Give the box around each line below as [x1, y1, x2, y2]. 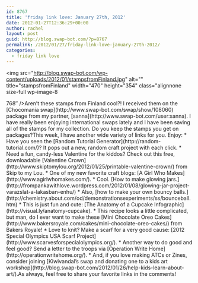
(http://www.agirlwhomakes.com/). [6, 175, 92, 183]
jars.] [167, 175, 180, 183]
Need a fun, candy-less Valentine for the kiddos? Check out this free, [6, 150, 175, 158]
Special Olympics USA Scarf [6, 232, 76, 240]
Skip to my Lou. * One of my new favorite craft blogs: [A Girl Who [6, 169, 166, 176]
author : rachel [6, 25, 44, 32]
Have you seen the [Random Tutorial [6, 137, 95, 144]
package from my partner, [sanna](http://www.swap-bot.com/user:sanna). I [6, 112, 191, 120]
